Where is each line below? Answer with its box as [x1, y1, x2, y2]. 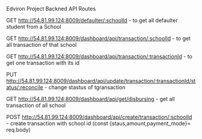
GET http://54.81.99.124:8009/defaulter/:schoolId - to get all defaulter [6, 17, 179, 23]
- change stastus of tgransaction [44, 84, 126, 91]
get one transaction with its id [6, 60, 80, 66]
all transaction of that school [6, 42, 77, 48]
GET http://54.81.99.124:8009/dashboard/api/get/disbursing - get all [6, 96, 176, 102]
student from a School [6, 23, 61, 30]
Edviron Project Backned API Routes [6, 5, 96, 12]
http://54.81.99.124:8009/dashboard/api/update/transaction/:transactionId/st [6, 78, 196, 84]
